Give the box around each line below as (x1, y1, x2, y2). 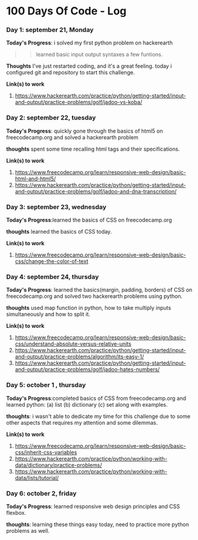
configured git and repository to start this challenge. (6, 69, 135, 76)
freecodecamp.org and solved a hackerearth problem (6, 133, 139, 141)
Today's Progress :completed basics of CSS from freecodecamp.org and (6, 395, 187, 402)
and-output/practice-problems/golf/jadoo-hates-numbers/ (14, 366, 160, 373)
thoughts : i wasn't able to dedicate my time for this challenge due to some (6, 413, 191, 420)
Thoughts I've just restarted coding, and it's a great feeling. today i (6, 62, 172, 70)
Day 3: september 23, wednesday (6, 202, 107, 211)
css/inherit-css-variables (14, 449, 77, 456)
